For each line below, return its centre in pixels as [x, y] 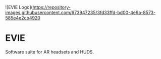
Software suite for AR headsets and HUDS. [50, 51]
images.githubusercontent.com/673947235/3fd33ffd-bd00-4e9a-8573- [80, 12]
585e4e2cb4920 [23, 18]
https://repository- [52, 7]
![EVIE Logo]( [19, 7]
